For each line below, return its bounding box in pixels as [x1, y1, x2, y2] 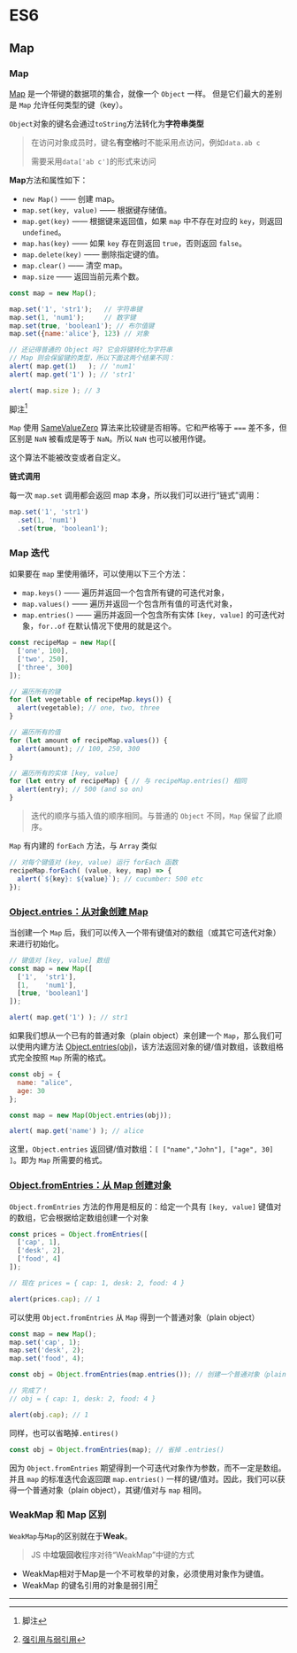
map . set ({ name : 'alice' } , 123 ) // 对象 [9, 330, 149, 338]
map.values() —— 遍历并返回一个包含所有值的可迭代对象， [21, 599, 237, 609]
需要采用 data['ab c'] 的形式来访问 [30, 156, 156, 167]
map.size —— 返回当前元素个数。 [21, 271, 144, 282]
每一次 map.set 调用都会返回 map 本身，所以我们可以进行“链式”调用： [9, 490, 263, 501]
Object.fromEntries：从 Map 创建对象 [9, 1179, 172, 1191]
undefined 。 [21, 227, 66, 237]
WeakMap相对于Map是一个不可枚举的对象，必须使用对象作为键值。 [21, 1568, 269, 1579]
